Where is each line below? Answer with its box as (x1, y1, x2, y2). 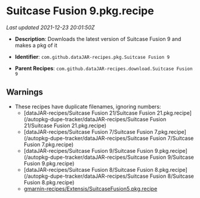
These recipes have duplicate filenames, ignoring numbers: (14, 103, 161, 110)
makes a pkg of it (14, 42, 58, 49)
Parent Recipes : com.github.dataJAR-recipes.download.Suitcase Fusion (14, 64, 193, 72)
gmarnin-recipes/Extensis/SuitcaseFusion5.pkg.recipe (23, 185, 158, 192)
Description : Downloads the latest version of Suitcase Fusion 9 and (14, 35, 181, 42)
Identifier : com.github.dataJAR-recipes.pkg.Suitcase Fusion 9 (14, 53, 170, 60)
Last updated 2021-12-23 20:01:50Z (6, 24, 95, 31)
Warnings (6, 87, 44, 98)
